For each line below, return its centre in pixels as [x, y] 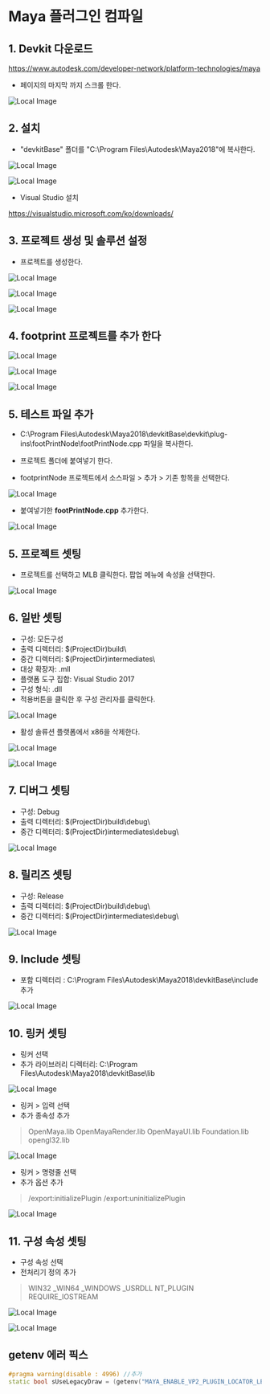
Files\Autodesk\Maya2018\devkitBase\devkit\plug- [144, 434]
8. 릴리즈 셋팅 [40, 875]
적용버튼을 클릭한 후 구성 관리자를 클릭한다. [88, 699]
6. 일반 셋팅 [35, 618]
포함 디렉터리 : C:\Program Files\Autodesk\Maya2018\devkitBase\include [139, 980]
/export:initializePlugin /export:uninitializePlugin [106, 1199]
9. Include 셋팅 [45, 959]
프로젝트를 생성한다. [51, 261]
